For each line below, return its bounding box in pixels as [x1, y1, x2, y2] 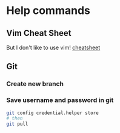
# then [6, 115, 23, 121]
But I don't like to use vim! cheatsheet [6, 44, 101, 51]
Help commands [6, 4, 91, 18]
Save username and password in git [6, 96, 114, 104]
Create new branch [6, 80, 64, 88]
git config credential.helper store [6, 110, 99, 116]
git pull [6, 121, 28, 128]
